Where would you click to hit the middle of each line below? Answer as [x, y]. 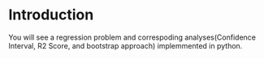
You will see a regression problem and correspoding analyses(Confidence [132, 37]
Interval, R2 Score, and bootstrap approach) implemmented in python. [126, 45]
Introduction [51, 15]
